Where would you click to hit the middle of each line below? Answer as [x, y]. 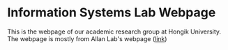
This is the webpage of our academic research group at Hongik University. [114, 32]
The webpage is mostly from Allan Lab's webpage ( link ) [87, 38]
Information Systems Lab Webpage [112, 13]
